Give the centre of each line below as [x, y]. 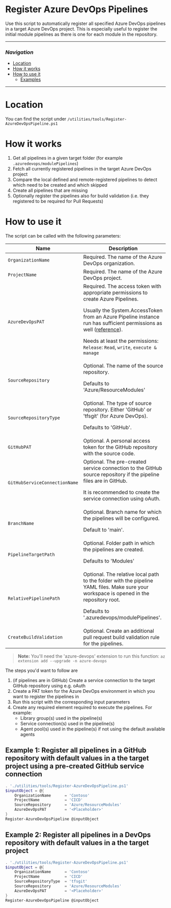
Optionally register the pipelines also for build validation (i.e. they [81, 196]
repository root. [102, 600]
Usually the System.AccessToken [123, 310]
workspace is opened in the [116, 594]
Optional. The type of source [117, 403]
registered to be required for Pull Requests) [58, 201]
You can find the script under [36, 119]
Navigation [20, 52]
